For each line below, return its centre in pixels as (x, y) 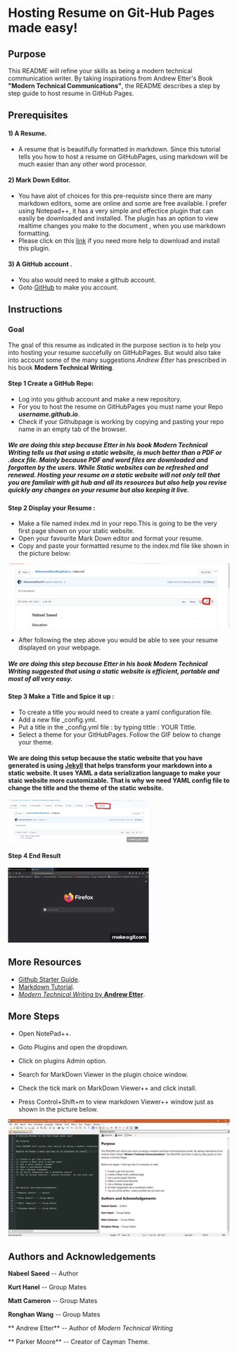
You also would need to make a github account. (87, 280)
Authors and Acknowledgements (82, 1256)
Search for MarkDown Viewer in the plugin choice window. (103, 1074)
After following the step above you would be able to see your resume (118, 640)
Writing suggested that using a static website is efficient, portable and (114, 671)
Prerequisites (38, 115)
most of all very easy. (40, 678)
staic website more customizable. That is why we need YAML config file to (119, 780)
